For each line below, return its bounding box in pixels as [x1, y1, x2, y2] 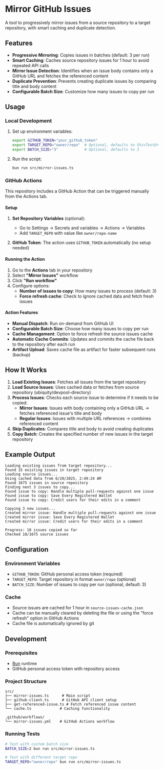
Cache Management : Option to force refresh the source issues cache [12, 331, 153, 337]
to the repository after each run [12, 341, 76, 347]
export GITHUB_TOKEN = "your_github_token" [12, 138, 98, 143]
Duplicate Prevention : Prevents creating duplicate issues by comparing [12, 78, 157, 84]
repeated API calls [12, 62, 49, 68]
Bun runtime [12, 661, 37, 667]
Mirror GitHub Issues [5, 3, 91, 15]
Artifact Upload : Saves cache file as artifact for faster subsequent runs [12, 347, 156, 352]
